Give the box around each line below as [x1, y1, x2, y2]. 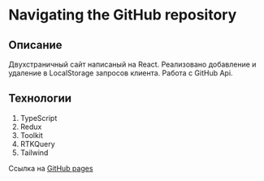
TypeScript [19, 113, 58, 123]
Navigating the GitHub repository [8, 6, 237, 24]
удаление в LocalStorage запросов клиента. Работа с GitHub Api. [8, 68, 233, 78]
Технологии [8, 92, 71, 106]
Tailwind [19, 148, 49, 157]
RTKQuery [19, 139, 55, 149]
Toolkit [19, 130, 43, 140]
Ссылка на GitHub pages [8, 163, 93, 173]
